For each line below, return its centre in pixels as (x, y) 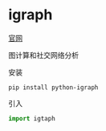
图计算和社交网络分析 (43, 55)
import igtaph (32, 118)
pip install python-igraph (53, 87)
